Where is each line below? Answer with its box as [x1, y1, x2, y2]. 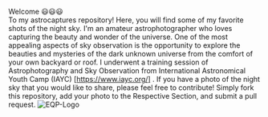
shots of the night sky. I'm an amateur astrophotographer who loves [8, 24, 233, 33]
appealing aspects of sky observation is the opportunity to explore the [8, 41, 241, 50]
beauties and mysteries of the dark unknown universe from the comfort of [8, 49, 254, 58]
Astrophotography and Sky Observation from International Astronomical [8, 66, 246, 75]
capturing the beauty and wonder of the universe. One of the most [8, 32, 229, 41]
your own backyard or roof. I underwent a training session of [8, 57, 209, 67]
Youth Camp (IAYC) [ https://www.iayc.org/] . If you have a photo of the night [8, 75, 261, 84]
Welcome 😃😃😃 [8, 7, 64, 16]
